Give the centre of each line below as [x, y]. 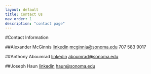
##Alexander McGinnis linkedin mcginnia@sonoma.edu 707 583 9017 [76, 47]
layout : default [22, 10]
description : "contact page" [35, 23]
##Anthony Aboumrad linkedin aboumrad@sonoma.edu [62, 57]
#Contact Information [27, 37]
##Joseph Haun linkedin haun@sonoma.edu [50, 66]
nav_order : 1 [19, 19]
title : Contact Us [24, 14]
